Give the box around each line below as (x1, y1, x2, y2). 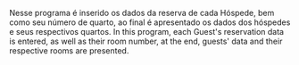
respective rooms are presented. (9, 45, 129, 56)
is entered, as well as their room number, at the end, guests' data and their (9, 36, 283, 46)
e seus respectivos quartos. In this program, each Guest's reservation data (9, 27, 284, 37)
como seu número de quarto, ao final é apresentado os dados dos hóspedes (9, 17, 291, 28)
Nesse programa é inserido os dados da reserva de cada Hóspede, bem (9, 8, 275, 18)
